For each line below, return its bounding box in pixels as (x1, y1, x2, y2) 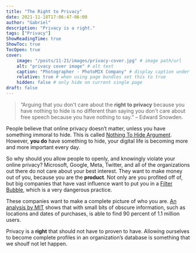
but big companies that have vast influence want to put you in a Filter (6, 180, 173, 187)
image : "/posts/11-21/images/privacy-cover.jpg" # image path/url (16, 58, 182, 63)
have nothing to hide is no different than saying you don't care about (20, 107, 186, 114)
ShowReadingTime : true (6, 36, 61, 42)
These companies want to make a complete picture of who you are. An (6, 197, 177, 204)
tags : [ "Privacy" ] (6, 31, 51, 36)
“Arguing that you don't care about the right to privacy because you (20, 101, 185, 108)
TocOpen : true (6, 47, 41, 53)
